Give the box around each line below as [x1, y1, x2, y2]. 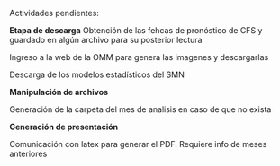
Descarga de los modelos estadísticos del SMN [9, 69, 185, 80]
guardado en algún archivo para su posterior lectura [9, 35, 203, 45]
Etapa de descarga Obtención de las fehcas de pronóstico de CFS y [9, 25, 263, 35]
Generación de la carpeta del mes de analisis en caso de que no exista [9, 104, 272, 115]
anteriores [9, 148, 48, 159]
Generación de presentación [9, 121, 119, 132]
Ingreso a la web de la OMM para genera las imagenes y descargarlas [9, 52, 269, 62]
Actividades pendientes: [9, 8, 99, 18]
